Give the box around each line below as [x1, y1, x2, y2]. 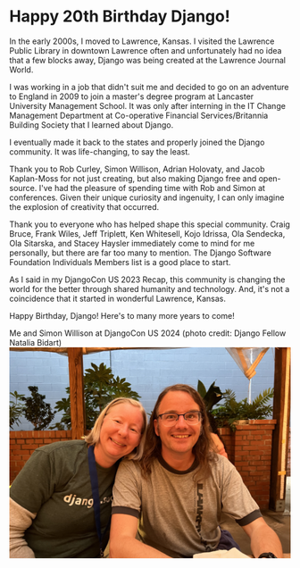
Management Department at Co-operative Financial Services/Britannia [9, 110, 269, 121]
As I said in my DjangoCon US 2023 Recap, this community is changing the [9, 274, 286, 285]
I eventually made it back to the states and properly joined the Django [9, 137, 265, 147]
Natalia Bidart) [9, 337, 62, 347]
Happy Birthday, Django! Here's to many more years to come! [9, 310, 235, 321]
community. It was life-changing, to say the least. [9, 146, 190, 157]
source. [9, 182, 37, 193]
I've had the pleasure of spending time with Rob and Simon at [38, 182, 266, 193]
